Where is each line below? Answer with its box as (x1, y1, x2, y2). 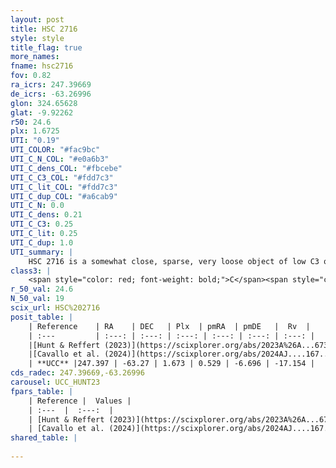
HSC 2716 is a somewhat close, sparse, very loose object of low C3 (28, 256, 320, 266)
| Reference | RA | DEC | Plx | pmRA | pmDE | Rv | (28, 321, 311, 331)
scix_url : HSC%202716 (10, 303, 101, 313)
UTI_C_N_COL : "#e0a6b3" (10, 154, 110, 164)
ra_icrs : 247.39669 (10, 80, 92, 90)
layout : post (10, 14, 65, 25)
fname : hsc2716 (10, 61, 74, 71)
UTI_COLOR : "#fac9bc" (10, 145, 101, 155)
